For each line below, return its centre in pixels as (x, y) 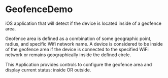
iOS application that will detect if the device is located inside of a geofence (83, 23)
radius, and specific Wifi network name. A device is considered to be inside (84, 44)
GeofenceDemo (39, 9)
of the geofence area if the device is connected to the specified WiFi (77, 49)
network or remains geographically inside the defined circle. (68, 55)
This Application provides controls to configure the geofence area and (79, 64)
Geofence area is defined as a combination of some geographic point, (78, 38)
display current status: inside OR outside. (48, 70)
